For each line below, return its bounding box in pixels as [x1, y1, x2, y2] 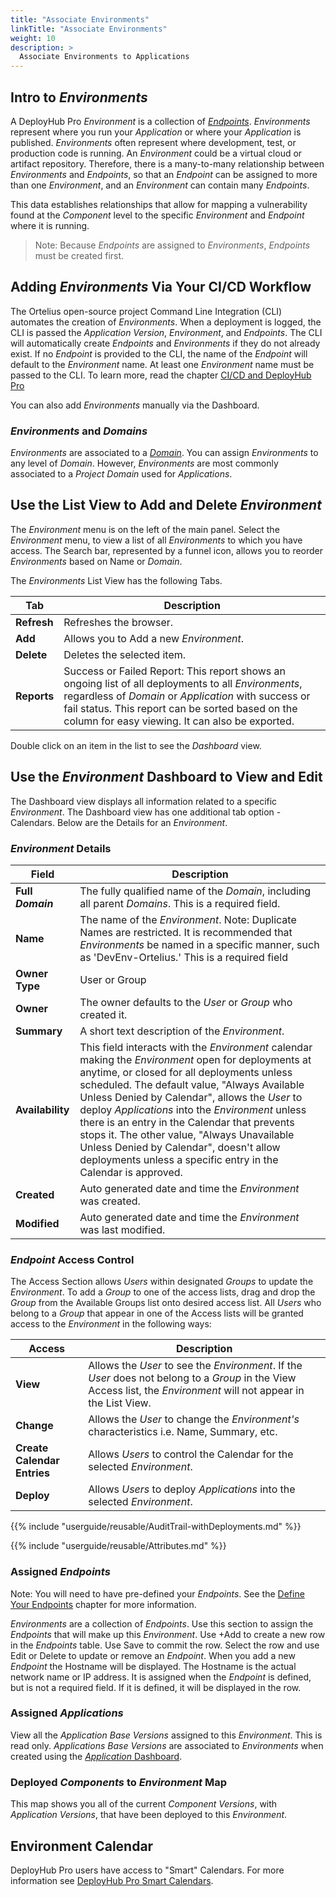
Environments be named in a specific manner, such [79, 937, 320, 951]
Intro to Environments [10, 89, 148, 106]
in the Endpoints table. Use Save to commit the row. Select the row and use [10, 1639, 320, 1651]
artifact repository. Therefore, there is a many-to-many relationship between [10, 157, 325, 170]
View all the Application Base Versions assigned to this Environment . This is [10, 1729, 323, 1741]
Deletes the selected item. [63, 647, 187, 661]
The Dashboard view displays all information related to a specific [10, 795, 278, 807]
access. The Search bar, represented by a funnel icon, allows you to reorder [10, 544, 324, 556]
